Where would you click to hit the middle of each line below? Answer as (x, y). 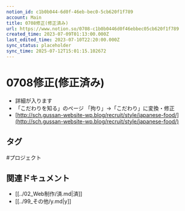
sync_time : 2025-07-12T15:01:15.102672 (56, 51)
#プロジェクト (24, 157)
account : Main (24, 17)
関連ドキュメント (38, 178)
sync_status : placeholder (39, 46)
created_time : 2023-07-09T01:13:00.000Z (58, 34)
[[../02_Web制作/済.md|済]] (49, 194)
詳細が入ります (33, 101)
